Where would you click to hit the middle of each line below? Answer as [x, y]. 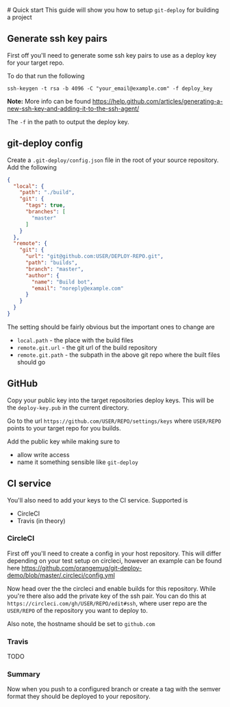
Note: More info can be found [49, 101]
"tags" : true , [46, 205]
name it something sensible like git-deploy [77, 462]
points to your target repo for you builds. [64, 428]
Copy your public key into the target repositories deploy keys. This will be [111, 400]
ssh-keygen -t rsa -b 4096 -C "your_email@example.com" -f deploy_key [110, 89]
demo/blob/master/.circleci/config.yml [61, 575]
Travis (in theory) [41, 520]
